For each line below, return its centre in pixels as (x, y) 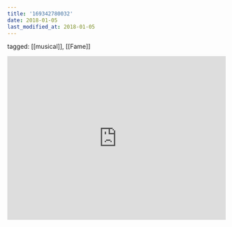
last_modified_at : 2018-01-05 (51, 27)
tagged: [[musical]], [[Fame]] (49, 47)
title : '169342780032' (40, 14)
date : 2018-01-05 (32, 20)
